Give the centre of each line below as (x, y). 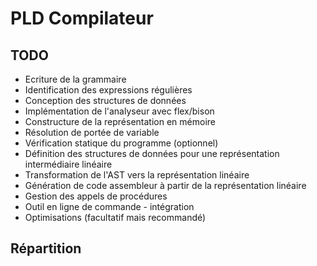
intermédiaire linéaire (68, 164)
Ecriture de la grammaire (75, 79)
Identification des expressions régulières (108, 90)
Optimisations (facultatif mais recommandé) (115, 217)
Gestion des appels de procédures (96, 196)
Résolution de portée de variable (92, 132)
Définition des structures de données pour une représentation (152, 153)
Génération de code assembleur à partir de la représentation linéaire (165, 185)
